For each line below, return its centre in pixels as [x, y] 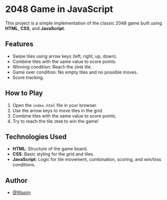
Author [16, 180]
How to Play [24, 93]
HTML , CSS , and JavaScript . [35, 28]
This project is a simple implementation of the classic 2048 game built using [84, 23]
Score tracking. [28, 77]
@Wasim [21, 192]
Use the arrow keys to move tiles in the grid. [58, 110]
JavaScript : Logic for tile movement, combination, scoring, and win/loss [87, 159]
